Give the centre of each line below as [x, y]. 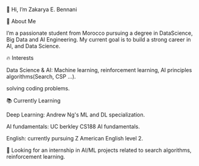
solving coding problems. [38, 88]
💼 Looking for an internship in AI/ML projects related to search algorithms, [99, 150]
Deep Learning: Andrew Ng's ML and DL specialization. [76, 115]
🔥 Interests [20, 58]
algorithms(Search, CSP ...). [41, 77]
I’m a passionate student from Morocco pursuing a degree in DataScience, [100, 33]
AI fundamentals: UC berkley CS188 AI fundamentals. [73, 126]
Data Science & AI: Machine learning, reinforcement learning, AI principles [99, 70]
